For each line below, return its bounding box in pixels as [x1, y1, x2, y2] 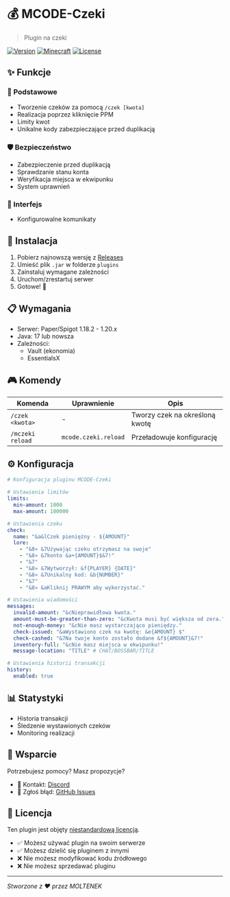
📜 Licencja [7, 807, 53, 819]
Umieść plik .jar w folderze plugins [16, 261, 119, 269]
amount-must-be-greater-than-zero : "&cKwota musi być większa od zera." [13, 616, 225, 622]
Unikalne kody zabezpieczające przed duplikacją [16, 125, 155, 133]
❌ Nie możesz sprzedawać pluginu [16, 862, 116, 870]
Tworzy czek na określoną [131, 410, 216, 419]
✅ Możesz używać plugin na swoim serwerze [16, 839, 146, 847]
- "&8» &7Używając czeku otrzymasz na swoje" [19, 546, 152, 553]
